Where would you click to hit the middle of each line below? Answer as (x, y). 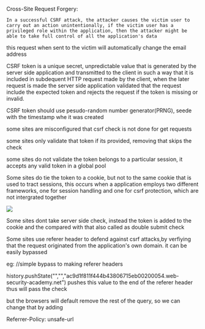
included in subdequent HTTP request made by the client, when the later (98, 79)
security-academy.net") (36, 282)
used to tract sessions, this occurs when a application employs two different (102, 184)
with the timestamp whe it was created (55, 117)
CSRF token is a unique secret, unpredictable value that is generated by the (102, 66)
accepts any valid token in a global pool (56, 166)
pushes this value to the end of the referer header (130, 282)
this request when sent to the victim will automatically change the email (96, 48)
